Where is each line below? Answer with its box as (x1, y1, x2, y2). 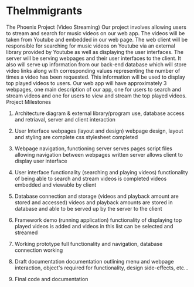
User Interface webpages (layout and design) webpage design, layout (14, 127, 183, 134)
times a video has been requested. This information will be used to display (6, 73, 186, 80)
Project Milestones (6, 98, 52, 105)
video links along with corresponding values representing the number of (6, 67, 181, 74)
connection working (14, 247, 63, 254)
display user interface (14, 157, 67, 164)
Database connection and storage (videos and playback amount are (14, 193, 179, 200)
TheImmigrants (6, 4, 83, 18)
